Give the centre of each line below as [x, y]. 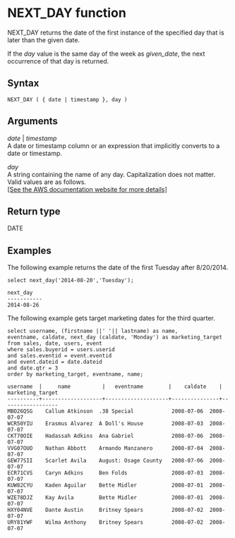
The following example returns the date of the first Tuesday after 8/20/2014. [118, 268]
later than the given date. [43, 39]
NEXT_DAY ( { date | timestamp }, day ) [68, 99]
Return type [34, 211]
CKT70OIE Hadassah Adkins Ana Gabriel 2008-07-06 [105, 436]
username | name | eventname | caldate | [115, 387]
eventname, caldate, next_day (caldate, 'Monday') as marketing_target [115, 337]
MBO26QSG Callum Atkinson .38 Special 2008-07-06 [105, 411]
